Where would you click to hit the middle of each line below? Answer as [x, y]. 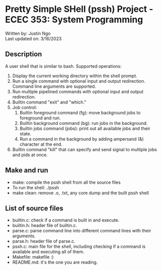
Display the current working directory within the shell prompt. [75, 76]
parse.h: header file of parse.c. [44, 241]
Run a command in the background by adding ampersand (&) [82, 139]
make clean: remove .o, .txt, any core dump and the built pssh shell [81, 193]
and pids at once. [30, 155]
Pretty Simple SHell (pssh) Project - [79, 9]
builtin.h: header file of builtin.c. [45, 225]
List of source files [34, 208]
